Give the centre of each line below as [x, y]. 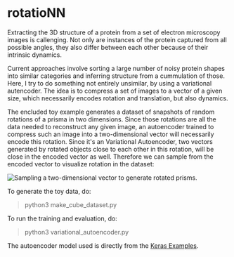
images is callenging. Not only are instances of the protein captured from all [117, 39]
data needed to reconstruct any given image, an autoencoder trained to [111, 126]
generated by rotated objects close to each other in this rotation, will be [111, 149]
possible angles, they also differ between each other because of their [108, 47]
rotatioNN [37, 13]
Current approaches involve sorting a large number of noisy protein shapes [116, 68]
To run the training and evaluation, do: [62, 218]
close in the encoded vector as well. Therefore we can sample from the [110, 157]
